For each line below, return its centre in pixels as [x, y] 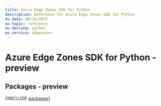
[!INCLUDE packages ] [28, 98]
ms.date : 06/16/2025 [27, 19]
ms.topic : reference [27, 24]
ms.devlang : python [25, 28]
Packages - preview [37, 86]
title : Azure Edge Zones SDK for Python [48, 10]
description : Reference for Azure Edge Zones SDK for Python [70, 14]
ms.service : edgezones [29, 33]
